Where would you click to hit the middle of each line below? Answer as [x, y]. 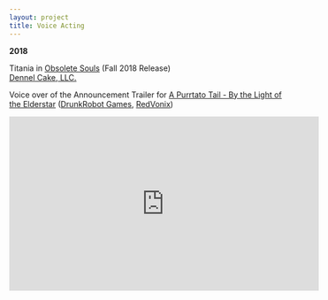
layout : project [39, 17]
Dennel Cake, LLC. [43, 77]
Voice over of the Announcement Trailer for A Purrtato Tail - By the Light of [146, 95]
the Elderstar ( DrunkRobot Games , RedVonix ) [92, 104]
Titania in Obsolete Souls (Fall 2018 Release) [90, 68]
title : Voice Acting [47, 26]
